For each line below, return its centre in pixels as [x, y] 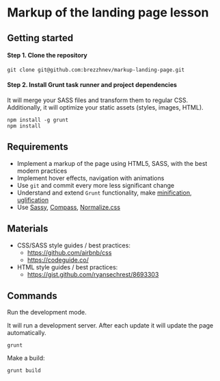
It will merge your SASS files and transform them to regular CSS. [98, 100]
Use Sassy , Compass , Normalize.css [69, 207]
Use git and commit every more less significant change [96, 185]
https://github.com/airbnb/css [69, 252]
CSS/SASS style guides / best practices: [74, 245]
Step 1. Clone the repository [47, 56]
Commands [32, 296]
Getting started [40, 38]
